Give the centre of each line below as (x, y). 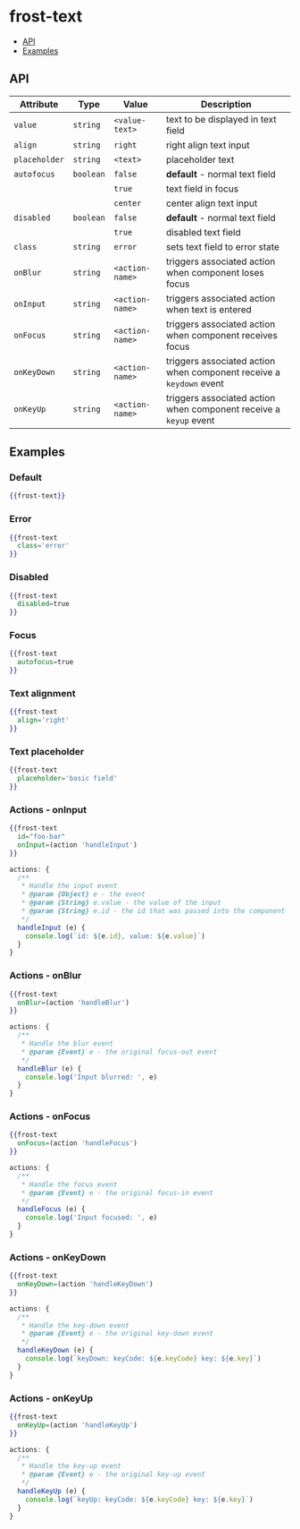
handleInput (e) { (52, 927)
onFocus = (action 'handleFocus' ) (78, 1143)
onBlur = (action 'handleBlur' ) (73, 1003)
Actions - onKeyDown (58, 1257)
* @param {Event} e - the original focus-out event (119, 1052)
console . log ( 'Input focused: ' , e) (92, 1218)
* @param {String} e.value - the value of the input (121, 903)
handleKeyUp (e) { (52, 1491)
